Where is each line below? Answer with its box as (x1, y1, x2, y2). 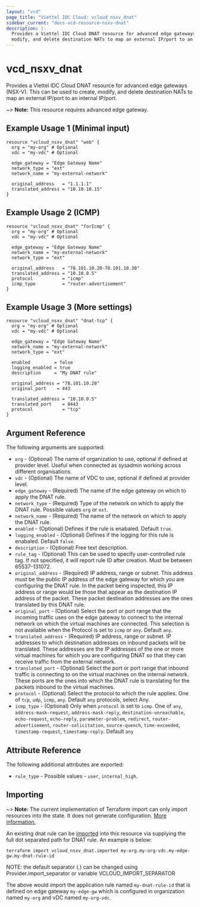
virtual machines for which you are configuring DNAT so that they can (14, 652, 186, 659)
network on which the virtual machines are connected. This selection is (14, 620, 190, 627)
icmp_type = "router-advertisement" (11, 281, 127, 287)
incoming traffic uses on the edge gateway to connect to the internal (14, 614, 183, 621)
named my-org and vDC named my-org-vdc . (6, 894, 111, 901)
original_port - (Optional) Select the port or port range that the (14, 608, 171, 615)
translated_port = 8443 (11, 401, 79, 407)
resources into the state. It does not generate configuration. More (6, 812, 167, 819)
